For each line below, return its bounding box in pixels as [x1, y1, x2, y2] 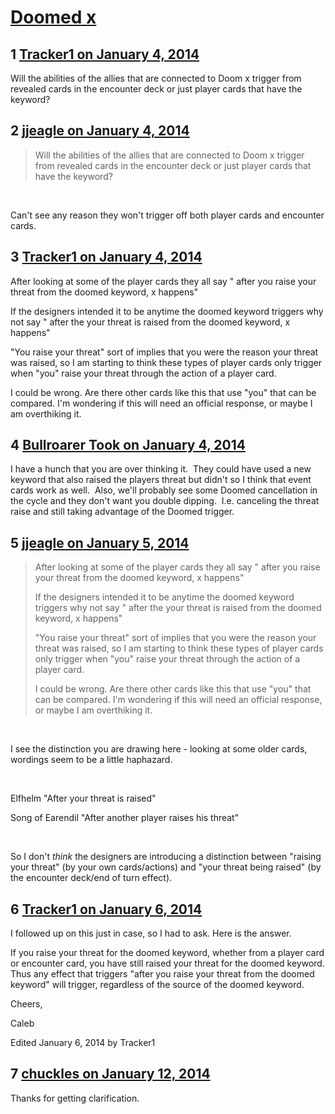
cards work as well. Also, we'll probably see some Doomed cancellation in [10, 484, 318, 496]
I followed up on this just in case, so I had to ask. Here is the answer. [10, 927, 292, 940]
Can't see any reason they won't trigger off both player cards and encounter [10, 209, 325, 221]
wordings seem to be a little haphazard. [10, 754, 173, 766]
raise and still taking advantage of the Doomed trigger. [10, 506, 235, 518]
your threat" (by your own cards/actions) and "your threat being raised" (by [10, 861, 322, 873]
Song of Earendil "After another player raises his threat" [10, 812, 240, 824]
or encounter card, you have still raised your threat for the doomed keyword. [10, 957, 325, 970]
